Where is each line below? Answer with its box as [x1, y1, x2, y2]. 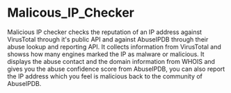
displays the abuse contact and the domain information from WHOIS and [7, 57, 216, 65]
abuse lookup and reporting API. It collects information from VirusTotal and [7, 42, 221, 51]
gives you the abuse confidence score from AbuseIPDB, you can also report [7, 65, 225, 73]
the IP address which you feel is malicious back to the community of [7, 71, 203, 81]
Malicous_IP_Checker [7, 5, 134, 21]
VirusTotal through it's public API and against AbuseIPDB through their [7, 35, 209, 43]
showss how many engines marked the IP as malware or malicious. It [7, 50, 205, 58]
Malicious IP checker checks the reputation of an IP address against [7, 28, 202, 36]
